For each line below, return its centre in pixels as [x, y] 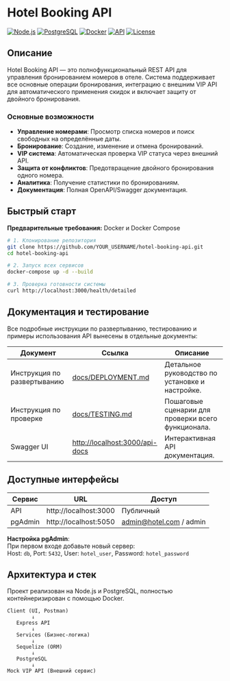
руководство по [191, 373]
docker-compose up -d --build [50, 272]
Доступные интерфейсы [63, 480]
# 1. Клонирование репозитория [52, 240]
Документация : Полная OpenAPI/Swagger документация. [102, 190]
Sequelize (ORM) [39, 647]
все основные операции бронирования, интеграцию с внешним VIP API [112, 84]
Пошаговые [183, 401]
